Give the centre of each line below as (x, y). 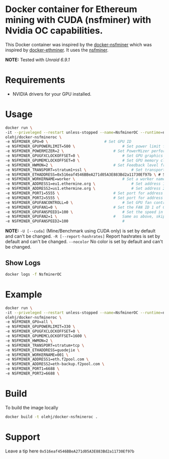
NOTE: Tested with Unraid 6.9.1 (37, 59)
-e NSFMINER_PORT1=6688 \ (32, 369)
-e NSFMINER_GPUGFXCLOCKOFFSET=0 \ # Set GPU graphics (84, 156)
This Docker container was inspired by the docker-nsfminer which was (78, 44)
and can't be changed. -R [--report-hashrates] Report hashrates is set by (83, 236)
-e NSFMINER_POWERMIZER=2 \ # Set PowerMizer (77, 151)
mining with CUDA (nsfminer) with (78, 20)
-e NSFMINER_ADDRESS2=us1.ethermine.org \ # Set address (83, 189)
